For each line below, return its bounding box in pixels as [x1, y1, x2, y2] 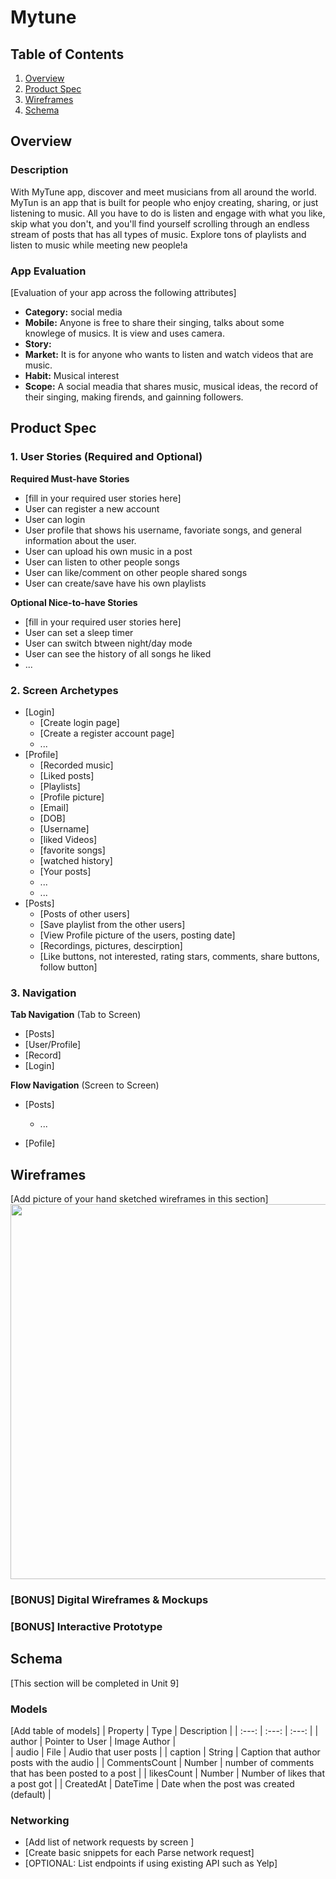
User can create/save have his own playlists [24, 577, 207, 589]
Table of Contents [10, 46, 125, 63]
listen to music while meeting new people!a [10, 239, 188, 251]
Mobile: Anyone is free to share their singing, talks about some [24, 316, 285, 328]
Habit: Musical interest [24, 369, 120, 381]
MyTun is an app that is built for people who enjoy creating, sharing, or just [10, 196, 319, 208]
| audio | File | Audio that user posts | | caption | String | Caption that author [10, 1746, 321, 1758]
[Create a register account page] [39, 727, 175, 739]
